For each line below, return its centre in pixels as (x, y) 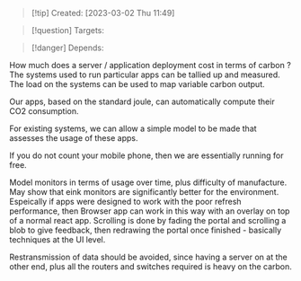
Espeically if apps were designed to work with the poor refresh (125, 202)
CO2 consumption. (44, 111)
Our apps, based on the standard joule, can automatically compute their (142, 101)
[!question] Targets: (68, 30)
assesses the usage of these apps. (74, 138)
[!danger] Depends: (67, 48)
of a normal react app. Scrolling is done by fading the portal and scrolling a (148, 220)
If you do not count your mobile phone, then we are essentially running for (146, 155)
